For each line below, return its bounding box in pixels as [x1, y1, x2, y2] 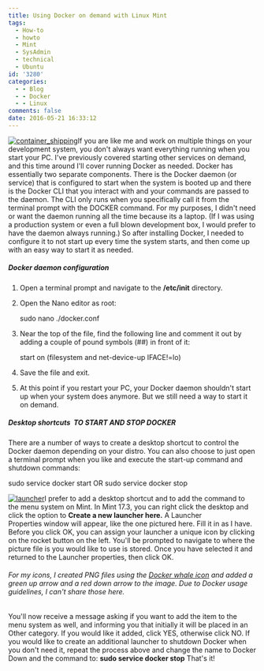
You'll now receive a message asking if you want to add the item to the [8, 612, 238, 621]
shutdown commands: [8, 463, 80, 472]
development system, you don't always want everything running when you [8, 144, 251, 154]
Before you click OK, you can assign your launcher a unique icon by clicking [8, 527, 255, 537]
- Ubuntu [15, 63, 44, 71]
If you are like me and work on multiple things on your [77, 136, 252, 145]
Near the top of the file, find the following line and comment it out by [19, 328, 242, 338]
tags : [8, 19, 26, 27]
